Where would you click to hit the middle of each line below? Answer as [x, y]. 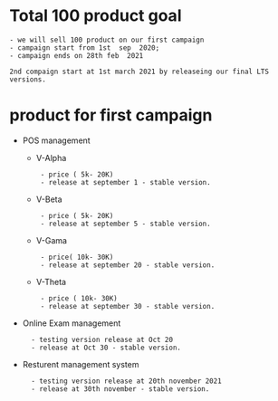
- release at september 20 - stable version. [128, 265]
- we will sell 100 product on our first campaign [107, 40]
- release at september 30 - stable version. [128, 306]
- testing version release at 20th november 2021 [126, 381]
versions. [28, 79]
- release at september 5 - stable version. [125, 224]
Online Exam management [72, 323]
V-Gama [52, 240]
